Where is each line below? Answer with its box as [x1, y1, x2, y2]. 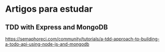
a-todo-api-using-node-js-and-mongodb [5, 41, 89, 47]
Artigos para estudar [5, 3, 93, 15]
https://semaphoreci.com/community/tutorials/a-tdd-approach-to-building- [5, 36, 160, 42]
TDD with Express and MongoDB [5, 23, 108, 31]
